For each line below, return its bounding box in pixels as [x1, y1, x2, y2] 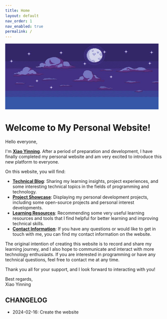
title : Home [5, 8, 30, 13]
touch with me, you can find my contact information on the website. [12, 231, 152, 237]
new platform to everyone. [5, 159, 59, 165]
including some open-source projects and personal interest [12, 199, 135, 205]
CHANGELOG [5, 296, 47, 304]
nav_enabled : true [5, 24, 43, 29]
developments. [12, 205, 43, 211]
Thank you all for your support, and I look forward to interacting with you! [5, 267, 156, 273]
